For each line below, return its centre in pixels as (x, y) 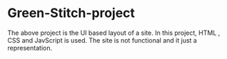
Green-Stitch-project (71, 13)
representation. (30, 48)
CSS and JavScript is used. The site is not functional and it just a (102, 40)
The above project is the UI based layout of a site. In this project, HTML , (114, 33)
